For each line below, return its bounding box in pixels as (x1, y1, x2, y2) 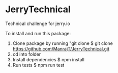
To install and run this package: (5, 30, 71, 36)
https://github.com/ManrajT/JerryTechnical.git (12, 45, 110, 52)
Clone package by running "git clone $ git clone (12, 40, 113, 46)
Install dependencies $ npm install (12, 56, 85, 62)
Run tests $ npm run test (12, 62, 65, 68)
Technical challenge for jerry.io (5, 20, 70, 27)
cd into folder (12, 51, 41, 57)
